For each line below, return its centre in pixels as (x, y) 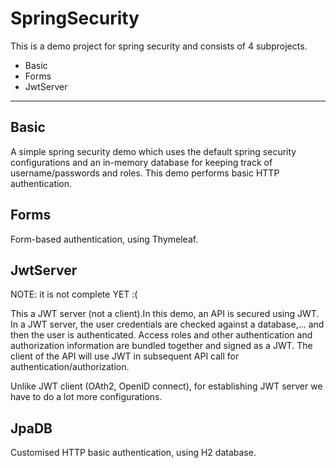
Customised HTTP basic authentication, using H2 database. (133, 453)
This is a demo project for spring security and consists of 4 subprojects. (159, 46)
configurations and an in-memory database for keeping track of (141, 162)
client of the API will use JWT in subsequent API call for (125, 356)
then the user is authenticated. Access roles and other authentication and (161, 335)
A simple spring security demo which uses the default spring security (153, 151)
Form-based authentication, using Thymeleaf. (104, 239)
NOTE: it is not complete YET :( (74, 294)
